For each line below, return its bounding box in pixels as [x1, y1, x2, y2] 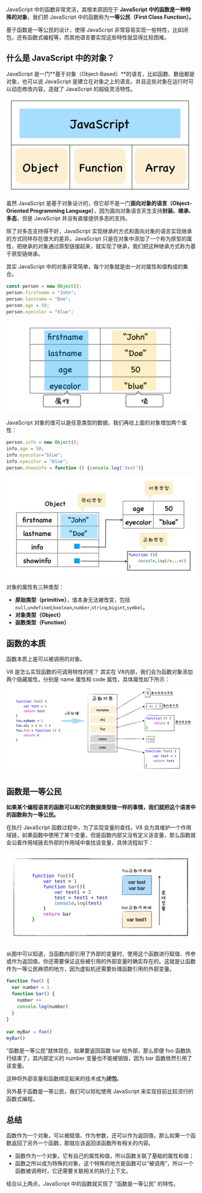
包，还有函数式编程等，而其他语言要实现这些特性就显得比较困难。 [6, 34, 170, 41]
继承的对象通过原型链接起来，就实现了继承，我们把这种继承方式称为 [22, 242, 191, 250]
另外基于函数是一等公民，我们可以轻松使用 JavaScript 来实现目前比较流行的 [6, 1088, 194, 1095]
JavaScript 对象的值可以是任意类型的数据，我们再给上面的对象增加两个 [6, 419, 182, 426]
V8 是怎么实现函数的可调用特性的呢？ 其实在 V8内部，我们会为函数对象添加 [6, 668, 194, 676]
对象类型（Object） [14, 612, 64, 619]
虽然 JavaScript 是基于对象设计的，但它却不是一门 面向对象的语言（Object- [6, 200, 192, 207]
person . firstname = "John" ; [6, 290, 77, 296]
